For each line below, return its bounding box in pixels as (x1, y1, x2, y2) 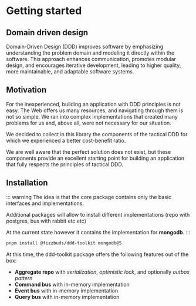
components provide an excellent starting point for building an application (6, 154, 185, 162)
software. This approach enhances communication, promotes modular (6, 56, 176, 62)
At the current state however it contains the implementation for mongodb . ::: (6, 228, 191, 236)
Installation (6, 178, 48, 188)
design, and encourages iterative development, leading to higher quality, (6, 62, 181, 69)
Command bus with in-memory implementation (14, 281, 130, 288)
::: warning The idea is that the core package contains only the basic (6, 193, 172, 200)
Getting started (6, 4, 82, 18)
